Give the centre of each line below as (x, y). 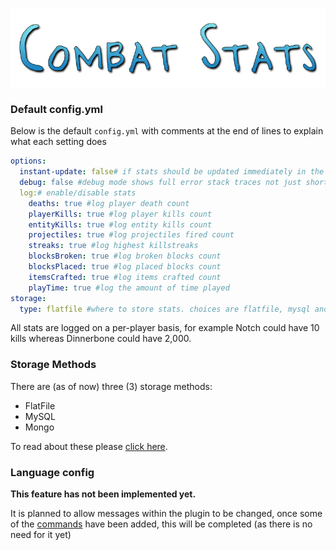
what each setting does (58, 142)
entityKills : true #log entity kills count (120, 224)
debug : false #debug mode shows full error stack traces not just (160, 183)
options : (28, 161)
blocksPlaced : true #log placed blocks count (125, 267)
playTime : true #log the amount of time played (129, 288)
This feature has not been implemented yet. (103, 494)
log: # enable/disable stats (78, 193)
